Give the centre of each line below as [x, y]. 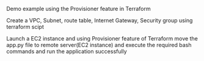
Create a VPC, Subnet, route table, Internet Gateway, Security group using [100, 20]
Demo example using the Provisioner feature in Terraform [78, 9]
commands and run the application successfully [67, 51]
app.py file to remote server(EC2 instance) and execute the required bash [99, 45]
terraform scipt [25, 27]
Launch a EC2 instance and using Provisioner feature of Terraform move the [102, 38]
